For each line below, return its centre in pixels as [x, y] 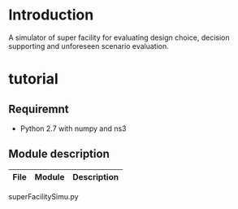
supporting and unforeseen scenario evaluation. [89, 46]
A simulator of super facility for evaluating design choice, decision [119, 37]
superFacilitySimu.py [43, 196]
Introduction [51, 15]
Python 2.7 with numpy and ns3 [74, 128]
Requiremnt [39, 109]
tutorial [33, 79]
